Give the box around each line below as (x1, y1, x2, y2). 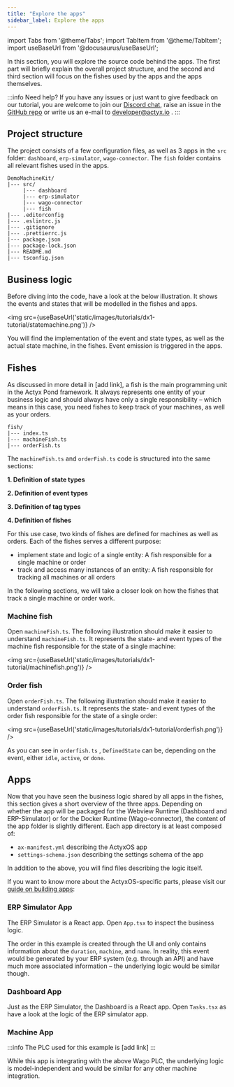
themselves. (7, 79, 43, 87)
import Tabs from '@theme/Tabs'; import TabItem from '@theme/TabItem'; (7, 36, 222, 44)
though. (7, 969, 30, 977)
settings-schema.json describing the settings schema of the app (17, 850, 204, 859)
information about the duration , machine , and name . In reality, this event (7, 946, 210, 955)
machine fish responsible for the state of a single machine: (7, 642, 176, 651)
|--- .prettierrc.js (7, 230, 68, 237)
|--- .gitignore (7, 224, 54, 231)
